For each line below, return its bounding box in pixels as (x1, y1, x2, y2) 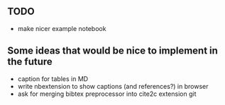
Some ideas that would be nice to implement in (7, 45, 219, 57)
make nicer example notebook (17, 24, 106, 32)
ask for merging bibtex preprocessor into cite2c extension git (17, 89, 197, 98)
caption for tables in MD (17, 74, 89, 83)
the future (7, 56, 53, 68)
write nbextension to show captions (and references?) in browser (17, 82, 209, 90)
